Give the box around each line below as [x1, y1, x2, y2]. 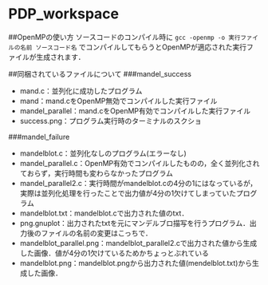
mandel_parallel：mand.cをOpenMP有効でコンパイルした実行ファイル [19, 105, 251, 116]
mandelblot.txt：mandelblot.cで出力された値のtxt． [19, 208, 189, 218]
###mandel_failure [8, 132, 70, 141]
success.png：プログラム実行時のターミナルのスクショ [19, 116, 202, 125]
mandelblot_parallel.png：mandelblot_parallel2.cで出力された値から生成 [19, 238, 258, 247]
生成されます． [35, 52, 85, 61]
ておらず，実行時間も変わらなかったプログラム [19, 168, 173, 178]
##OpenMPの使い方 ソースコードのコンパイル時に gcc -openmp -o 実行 [8, 32, 241, 42]
